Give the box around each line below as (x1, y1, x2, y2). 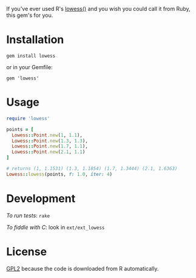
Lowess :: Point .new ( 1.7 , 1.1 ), (12, 143, 88, 149)
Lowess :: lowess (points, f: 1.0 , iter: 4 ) (6, 171, 113, 177)
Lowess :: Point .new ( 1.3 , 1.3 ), (12, 138, 88, 144)
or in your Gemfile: (6, 63, 53, 70)
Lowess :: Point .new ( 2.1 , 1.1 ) (12, 149, 86, 155)
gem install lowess (6, 53, 56, 59)
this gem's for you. (6, 12, 53, 19)
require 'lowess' (6, 115, 50, 121)
